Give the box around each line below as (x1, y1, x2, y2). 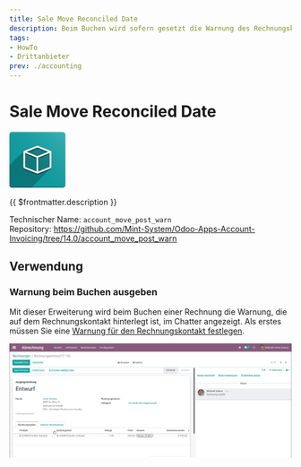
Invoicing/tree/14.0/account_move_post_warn (9, 233, 177, 244)
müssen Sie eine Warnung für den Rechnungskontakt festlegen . (9, 325, 245, 336)
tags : (9, 33, 30, 42)
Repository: (9, 223, 52, 234)
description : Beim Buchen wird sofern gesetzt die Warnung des (9, 23, 251, 33)
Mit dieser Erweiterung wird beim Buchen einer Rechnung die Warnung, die (9, 306, 288, 317)
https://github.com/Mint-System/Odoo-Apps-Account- (53, 223, 255, 234)
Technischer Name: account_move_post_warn (9, 213, 172, 224)
